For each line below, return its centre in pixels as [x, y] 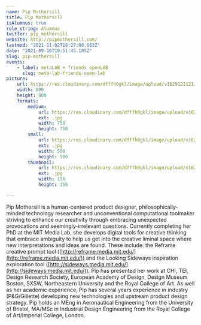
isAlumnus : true [26, 23]
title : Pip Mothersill [34, 17]
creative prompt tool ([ [34, 251]
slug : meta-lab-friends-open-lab [64, 73]
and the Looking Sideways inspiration [132, 258]
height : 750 [53, 129]
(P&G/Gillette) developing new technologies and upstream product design [97, 296]
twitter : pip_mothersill [37, 34]
